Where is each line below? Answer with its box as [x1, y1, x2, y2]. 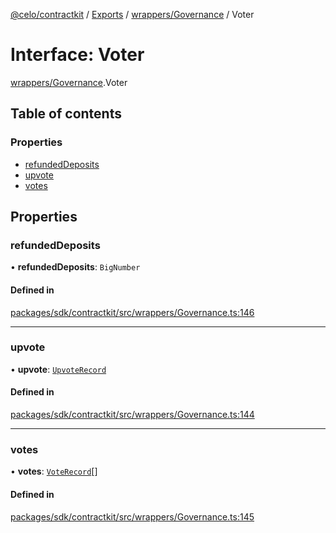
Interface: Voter [10, 44, 145, 66]
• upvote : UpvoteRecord [10, 363, 107, 375]
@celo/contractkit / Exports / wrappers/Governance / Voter [10, 9, 255, 20]
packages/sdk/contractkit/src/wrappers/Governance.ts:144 [10, 409, 255, 421]
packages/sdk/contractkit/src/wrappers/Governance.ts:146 [10, 306, 255, 318]
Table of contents [10, 105, 122, 123]
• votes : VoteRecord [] [10, 465, 98, 478]
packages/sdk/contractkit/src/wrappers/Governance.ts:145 [10, 510, 255, 523]
